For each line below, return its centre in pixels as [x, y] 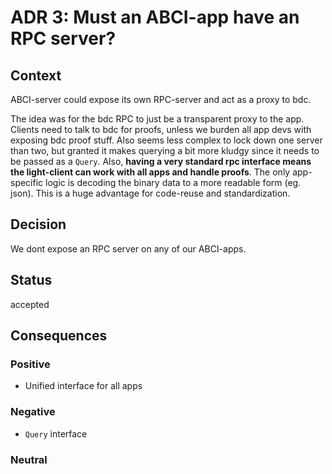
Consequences [59, 336]
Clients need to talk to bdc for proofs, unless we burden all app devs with [161, 129]
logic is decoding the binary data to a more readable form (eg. [173, 182]
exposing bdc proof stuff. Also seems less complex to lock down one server [166, 140]
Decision [38, 224]
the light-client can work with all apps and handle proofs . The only [150, 172]
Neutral [29, 459]
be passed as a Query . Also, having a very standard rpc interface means [161, 161]
